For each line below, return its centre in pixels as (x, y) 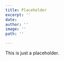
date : (11, 19)
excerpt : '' (18, 15)
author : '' (17, 24)
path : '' (15, 34)
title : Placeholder (26, 10)
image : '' (16, 29)
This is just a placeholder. (32, 53)
